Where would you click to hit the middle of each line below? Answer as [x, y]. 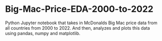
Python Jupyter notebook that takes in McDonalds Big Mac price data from [81, 23]
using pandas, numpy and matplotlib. [43, 33]
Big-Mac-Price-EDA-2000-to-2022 [79, 9]
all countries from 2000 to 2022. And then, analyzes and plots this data [78, 28]
